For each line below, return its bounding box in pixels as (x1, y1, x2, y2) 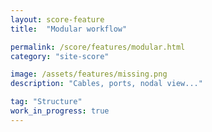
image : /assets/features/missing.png (10, 69, 168, 80)
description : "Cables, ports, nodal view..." (10, 79, 203, 89)
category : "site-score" (10, 51, 110, 61)
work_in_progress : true (10, 106, 110, 116)
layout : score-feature (10, 14, 105, 25)
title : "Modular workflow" (10, 24, 128, 34)
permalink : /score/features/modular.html (10, 42, 186, 52)
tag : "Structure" (10, 97, 83, 107)
